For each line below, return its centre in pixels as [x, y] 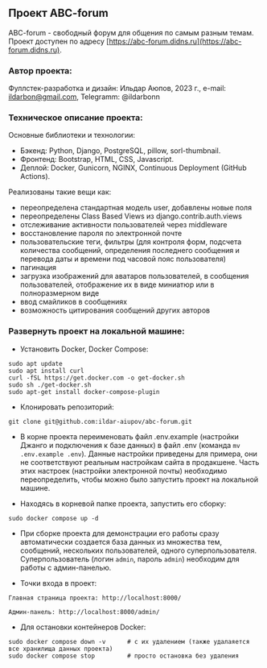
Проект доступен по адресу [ [59, 41]
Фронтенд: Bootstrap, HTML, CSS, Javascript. [97, 160]
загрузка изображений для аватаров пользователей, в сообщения [134, 276]
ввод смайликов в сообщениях [73, 302]
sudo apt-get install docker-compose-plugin [84, 392]
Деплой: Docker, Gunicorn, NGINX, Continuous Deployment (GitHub [133, 168]
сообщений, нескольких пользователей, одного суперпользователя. [138, 550]
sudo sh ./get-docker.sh [50, 385]
